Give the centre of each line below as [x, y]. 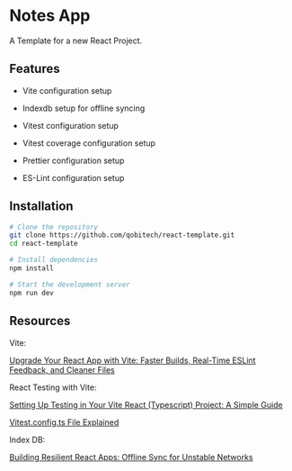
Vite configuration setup [67, 90]
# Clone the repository [54, 227]
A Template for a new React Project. [76, 41]
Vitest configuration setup [71, 125]
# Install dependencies [54, 260]
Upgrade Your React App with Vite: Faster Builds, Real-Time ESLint [133, 360]
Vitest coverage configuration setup [88, 143]
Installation [41, 207]
